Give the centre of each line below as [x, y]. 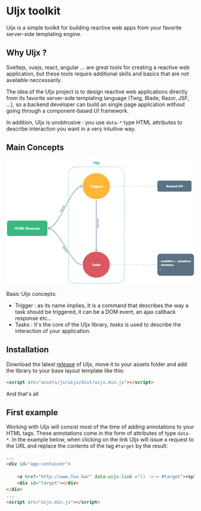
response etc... [33, 318]
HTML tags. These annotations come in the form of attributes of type [91, 433]
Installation [28, 350]
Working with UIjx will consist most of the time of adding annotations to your [100, 427]
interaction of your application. [53, 331]
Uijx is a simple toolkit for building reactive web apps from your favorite [94, 28]
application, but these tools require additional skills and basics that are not [98, 74]
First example [32, 412]
